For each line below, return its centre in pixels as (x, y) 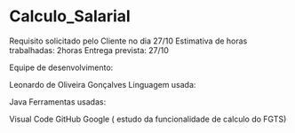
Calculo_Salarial (70, 16)
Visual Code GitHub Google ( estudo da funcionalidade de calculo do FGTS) (148, 119)
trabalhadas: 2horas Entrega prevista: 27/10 (89, 50)
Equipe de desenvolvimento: (61, 67)
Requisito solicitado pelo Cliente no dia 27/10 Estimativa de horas (128, 41)
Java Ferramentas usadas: (58, 102)
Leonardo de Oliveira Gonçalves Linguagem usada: (103, 84)
